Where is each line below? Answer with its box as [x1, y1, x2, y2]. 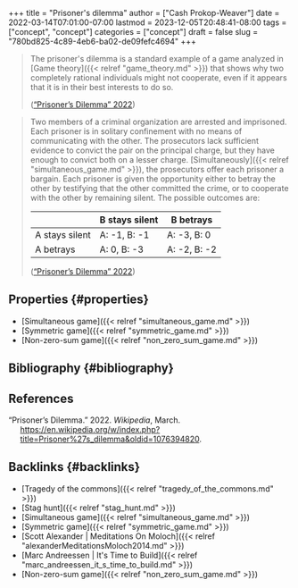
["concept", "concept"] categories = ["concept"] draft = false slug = [8, 27, 259, 37]
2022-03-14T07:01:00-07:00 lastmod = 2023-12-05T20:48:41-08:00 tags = [8, 17, 287, 28]
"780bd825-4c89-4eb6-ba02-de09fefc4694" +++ [8, 36, 197, 46]
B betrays [170, 214, 213, 226]
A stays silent [34, 229, 91, 240]
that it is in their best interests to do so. [29, 82, 174, 92]
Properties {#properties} [8, 292, 149, 307]
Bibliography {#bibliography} [8, 361, 175, 376]
